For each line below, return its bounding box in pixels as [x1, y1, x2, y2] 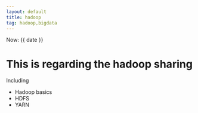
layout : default [6, 8, 47, 15]
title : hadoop [6, 14, 42, 20]
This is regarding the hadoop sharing [6, 57, 193, 71]
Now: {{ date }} [6, 36, 44, 44]
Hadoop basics [14, 88, 52, 96]
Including [6, 77, 29, 84]
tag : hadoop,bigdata [6, 20, 58, 26]
